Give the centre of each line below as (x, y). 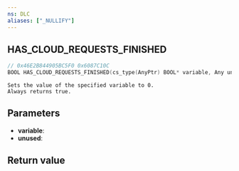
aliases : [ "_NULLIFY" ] (41, 21)
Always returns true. (39, 92)
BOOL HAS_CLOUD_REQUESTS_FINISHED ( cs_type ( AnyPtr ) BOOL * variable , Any (116, 73)
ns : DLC (19, 14)
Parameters (34, 114)
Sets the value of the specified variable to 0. (81, 85)
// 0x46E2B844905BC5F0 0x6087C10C (59, 66)
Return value (36, 161)
